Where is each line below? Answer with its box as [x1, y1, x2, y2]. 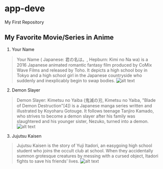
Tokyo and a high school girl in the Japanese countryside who [16, 72, 142, 78]
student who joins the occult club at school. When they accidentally [16, 147, 154, 153]
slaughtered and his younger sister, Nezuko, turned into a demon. [16, 118, 149, 124]
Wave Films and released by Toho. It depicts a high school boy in [16, 67, 148, 73]
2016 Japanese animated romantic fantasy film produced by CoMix [16, 62, 152, 68]
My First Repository [4, 19, 45, 25]
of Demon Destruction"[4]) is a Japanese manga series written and [16, 102, 152, 108]
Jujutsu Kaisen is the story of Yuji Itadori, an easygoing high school [16, 143, 152, 148]
